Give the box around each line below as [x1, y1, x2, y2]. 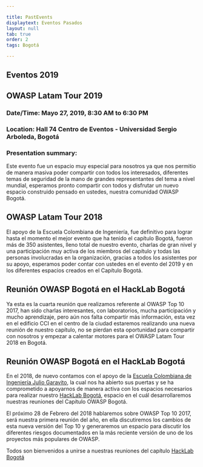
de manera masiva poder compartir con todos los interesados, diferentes [6, 169, 188, 176]
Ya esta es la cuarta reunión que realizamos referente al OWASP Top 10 [6, 300, 185, 307]
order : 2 [6, 37, 28, 43]
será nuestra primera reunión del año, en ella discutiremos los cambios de [6, 416, 191, 423]
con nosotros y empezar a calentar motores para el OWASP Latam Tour [6, 332, 185, 339]
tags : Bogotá [6, 42, 39, 48]
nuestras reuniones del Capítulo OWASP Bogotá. [6, 398, 128, 405]
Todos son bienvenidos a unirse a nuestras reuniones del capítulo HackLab [6, 447, 194, 454]
